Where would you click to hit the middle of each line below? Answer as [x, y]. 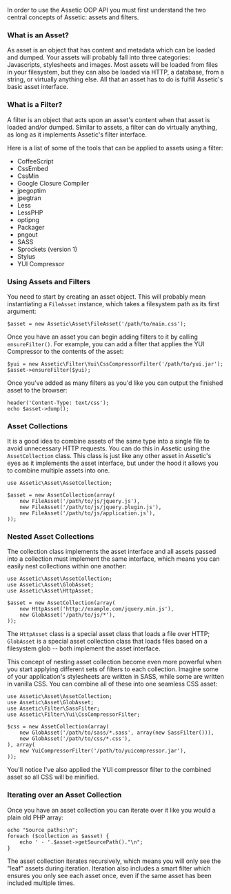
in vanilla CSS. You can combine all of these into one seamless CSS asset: [112, 684]
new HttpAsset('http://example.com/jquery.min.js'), [97, 609]
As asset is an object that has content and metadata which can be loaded [111, 50]
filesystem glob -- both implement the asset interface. [84, 648]
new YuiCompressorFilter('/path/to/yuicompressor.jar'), [103, 751]
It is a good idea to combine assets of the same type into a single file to [109, 441]
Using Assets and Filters [49, 281]
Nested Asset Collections [51, 537]
